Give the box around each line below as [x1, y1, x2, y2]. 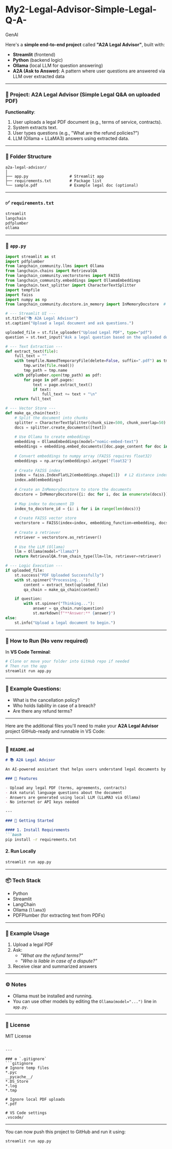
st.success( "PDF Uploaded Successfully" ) [14, 572, 104, 578]
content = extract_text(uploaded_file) [24, 582, 109, 587]
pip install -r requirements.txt [5, 837, 77, 842]
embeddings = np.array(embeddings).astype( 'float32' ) [14, 458, 132, 464]
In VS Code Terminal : [5, 648, 51, 655]
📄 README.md [5, 746, 34, 753]
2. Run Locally [5, 848, 36, 854]
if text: [32, 387, 52, 392]
